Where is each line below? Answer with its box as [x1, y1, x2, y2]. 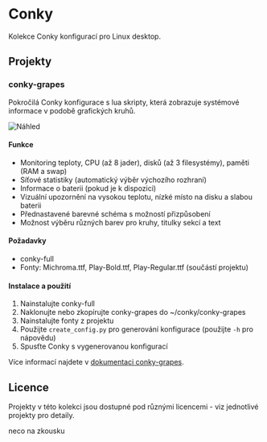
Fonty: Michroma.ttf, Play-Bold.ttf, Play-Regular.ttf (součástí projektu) [19, 262, 249, 272]
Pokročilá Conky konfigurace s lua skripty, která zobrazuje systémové [8, 97, 240, 107]
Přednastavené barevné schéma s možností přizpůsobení [19, 209, 211, 218]
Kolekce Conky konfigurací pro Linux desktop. [8, 31, 162, 41]
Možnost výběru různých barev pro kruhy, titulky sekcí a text [19, 217, 221, 227]
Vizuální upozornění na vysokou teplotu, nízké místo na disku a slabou [19, 192, 253, 201]
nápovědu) [19, 333, 56, 343]
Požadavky [8, 236, 47, 246]
